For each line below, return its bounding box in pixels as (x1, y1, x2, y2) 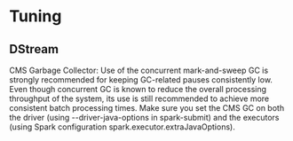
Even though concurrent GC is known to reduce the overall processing (9, 84, 267, 94)
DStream (9, 42, 59, 57)
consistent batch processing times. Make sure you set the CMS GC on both (9, 103, 285, 113)
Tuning (9, 6, 62, 27)
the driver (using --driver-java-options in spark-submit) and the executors (9, 113, 280, 122)
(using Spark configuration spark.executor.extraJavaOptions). (9, 121, 235, 132)
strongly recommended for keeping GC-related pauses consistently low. (9, 74, 273, 85)
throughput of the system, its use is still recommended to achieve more (9, 93, 270, 104)
